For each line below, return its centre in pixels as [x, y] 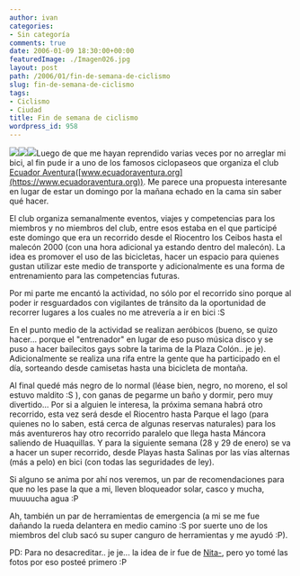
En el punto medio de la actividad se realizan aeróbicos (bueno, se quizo [144, 330]
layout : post [34, 68]
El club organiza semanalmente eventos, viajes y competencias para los [142, 218]
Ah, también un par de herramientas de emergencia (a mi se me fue [135, 516]
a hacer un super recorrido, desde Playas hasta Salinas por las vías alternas [150, 452]
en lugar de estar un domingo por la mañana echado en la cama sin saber [146, 191]
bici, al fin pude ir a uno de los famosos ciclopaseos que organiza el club [144, 162]
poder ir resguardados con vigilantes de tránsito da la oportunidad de [138, 303]
